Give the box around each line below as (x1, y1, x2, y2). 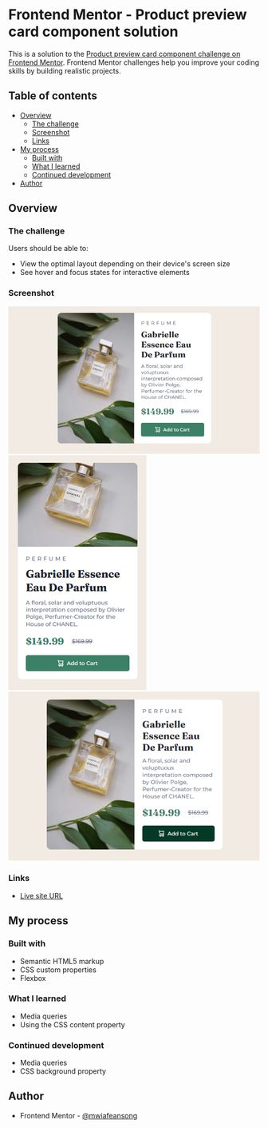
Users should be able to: (8, 244, 89, 253)
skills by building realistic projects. (8, 66, 121, 75)
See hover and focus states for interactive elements (19, 268, 190, 277)
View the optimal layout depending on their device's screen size (19, 259, 231, 269)
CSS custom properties (19, 965, 97, 975)
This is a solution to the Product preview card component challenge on (8, 49, 241, 58)
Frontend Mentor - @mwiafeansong (19, 1110, 138, 1120)
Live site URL (19, 891, 64, 900)
